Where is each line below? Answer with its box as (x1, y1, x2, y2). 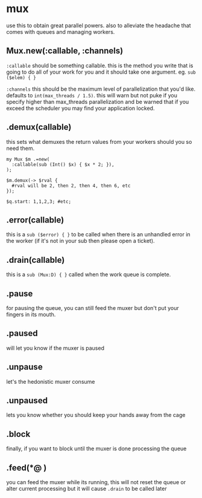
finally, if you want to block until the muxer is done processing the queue (6, 445, 187, 452)
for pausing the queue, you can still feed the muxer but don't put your (6, 305, 179, 311)
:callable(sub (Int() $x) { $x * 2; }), (11, 161, 115, 167)
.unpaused (6, 395, 48, 406)
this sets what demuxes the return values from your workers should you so (6, 138, 192, 145)
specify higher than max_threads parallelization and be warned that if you (6, 98, 189, 105)
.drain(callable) (6, 254, 65, 265)
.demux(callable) (6, 122, 72, 132)
